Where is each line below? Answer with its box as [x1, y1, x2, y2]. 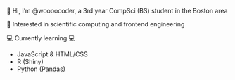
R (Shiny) [16, 58, 44, 65]
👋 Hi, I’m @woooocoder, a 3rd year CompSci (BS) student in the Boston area [6, 7, 228, 15]
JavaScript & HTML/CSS [16, 50, 89, 58]
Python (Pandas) [16, 65, 66, 73]
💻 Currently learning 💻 [6, 34, 75, 42]
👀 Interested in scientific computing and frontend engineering [6, 20, 185, 28]
